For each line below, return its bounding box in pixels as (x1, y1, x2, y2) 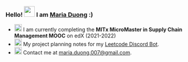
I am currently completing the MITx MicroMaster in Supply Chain (22, 26, 183, 33)
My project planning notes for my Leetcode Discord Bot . (22, 41, 160, 48)
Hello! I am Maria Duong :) (5, 11, 94, 19)
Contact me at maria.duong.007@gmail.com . (22, 49, 132, 56)
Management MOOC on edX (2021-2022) (14, 32, 116, 39)
